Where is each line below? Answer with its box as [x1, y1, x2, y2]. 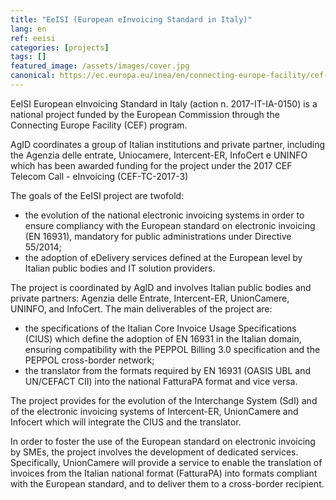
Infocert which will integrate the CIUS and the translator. [10, 416, 242, 428]
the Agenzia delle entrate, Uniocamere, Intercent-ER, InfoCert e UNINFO [10, 149, 308, 161]
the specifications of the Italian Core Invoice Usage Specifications [24, 322, 297, 334]
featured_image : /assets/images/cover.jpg [10, 61, 190, 71]
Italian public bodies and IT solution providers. [24, 262, 216, 274]
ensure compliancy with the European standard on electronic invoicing [24, 219, 316, 231]
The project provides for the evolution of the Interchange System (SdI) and [10, 394, 318, 406]
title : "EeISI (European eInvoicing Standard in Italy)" [10, 14, 253, 25]
